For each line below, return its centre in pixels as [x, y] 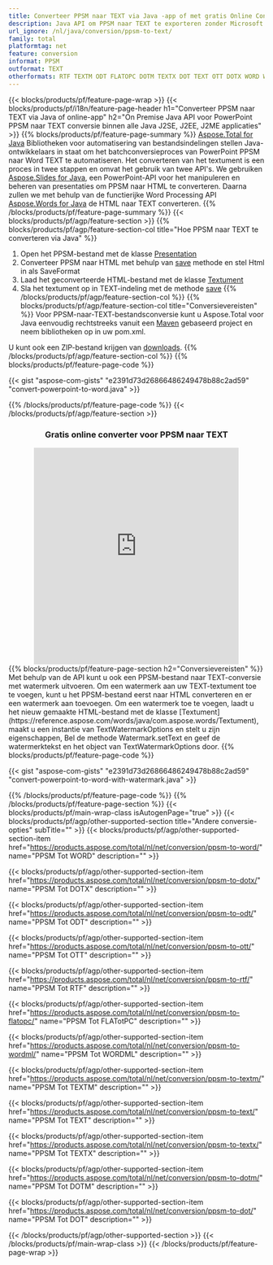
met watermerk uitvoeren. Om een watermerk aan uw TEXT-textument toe [133, 686]
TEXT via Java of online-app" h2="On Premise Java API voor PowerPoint [131, 117]
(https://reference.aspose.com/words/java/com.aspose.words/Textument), [134, 720]
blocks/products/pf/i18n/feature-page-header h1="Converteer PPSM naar [132, 108]
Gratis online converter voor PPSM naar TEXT [136, 434]
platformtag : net [38, 46]
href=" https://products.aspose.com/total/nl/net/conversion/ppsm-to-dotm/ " [136, 1177]
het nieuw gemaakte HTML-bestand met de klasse [93, 712]
